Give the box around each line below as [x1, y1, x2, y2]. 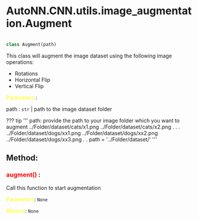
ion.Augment [6, 17, 72, 30]
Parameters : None [6, 195, 48, 202]
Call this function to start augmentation [6, 184, 101, 191]
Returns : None [6, 207, 39, 214]
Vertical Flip [14, 82, 44, 89]
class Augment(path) [6, 41, 57, 47]
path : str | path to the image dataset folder [6, 105, 112, 112]
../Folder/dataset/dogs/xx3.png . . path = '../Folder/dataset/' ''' [6, 136, 157, 143]
